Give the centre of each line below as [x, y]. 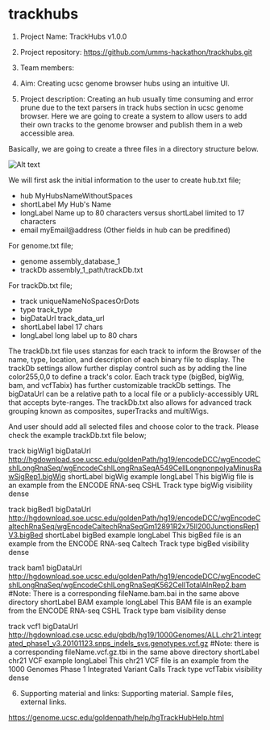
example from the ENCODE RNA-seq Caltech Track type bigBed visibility [129, 543]
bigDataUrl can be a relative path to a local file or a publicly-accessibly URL [134, 394]
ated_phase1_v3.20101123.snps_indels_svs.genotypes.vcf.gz [108, 643]
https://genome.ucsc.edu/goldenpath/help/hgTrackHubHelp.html [116, 717]
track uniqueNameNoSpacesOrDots [79, 301]
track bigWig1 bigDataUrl [50, 451]
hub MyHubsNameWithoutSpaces [76, 195]
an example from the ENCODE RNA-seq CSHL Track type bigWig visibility [131, 485]
